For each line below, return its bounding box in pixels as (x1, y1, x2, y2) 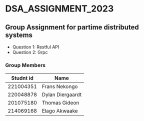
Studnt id (11, 74, 34, 81)
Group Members (5, 61, 46, 68)
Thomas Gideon (41, 99, 79, 106)
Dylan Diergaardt (41, 91, 81, 98)
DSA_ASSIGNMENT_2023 (5, 3, 114, 14)
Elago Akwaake (41, 107, 78, 114)
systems (5, 30, 33, 39)
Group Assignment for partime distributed (5, 23, 139, 31)
